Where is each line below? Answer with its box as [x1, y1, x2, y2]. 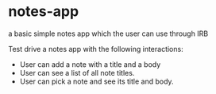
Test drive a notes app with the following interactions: [8, 44, 184, 53]
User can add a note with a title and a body [19, 59, 161, 69]
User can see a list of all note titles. [19, 68, 135, 77]
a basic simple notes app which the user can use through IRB [8, 29, 209, 38]
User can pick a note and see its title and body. [19, 76, 174, 86]
